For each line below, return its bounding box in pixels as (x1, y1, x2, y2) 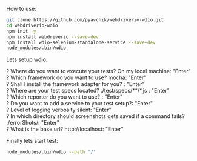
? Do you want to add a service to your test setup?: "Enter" (6, 100, 153, 107)
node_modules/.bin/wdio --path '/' (6, 149, 96, 155)
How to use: (6, 5, 36, 12)
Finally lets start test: (6, 137, 59, 145)
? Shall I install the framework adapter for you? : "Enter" (6, 80, 145, 88)
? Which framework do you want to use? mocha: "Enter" (6, 74, 147, 81)
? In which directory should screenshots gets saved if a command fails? (6, 113, 185, 120)
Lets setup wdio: (6, 56, 48, 63)
